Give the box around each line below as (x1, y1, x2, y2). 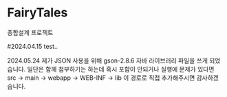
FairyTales (7, 5, 68, 21)
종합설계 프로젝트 (7, 28, 54, 36)
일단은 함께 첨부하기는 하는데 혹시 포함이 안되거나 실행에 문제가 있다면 (27, 65, 215, 73)
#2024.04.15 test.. (7, 42, 58, 50)
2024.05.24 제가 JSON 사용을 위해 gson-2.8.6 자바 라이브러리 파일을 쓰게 (7, 56, 208, 65)
